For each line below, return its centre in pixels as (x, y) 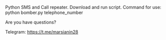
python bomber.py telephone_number (44, 12)
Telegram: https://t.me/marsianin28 (42, 32)
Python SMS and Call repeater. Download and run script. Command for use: (83, 7)
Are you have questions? (31, 22)
